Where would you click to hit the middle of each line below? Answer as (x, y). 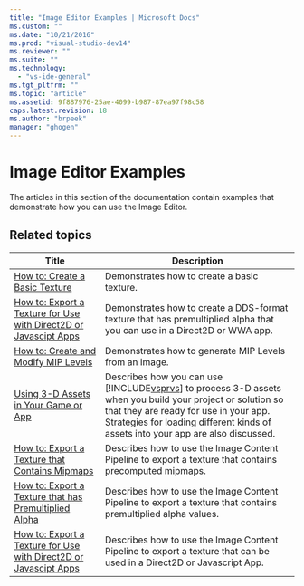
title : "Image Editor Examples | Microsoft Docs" (105, 18)
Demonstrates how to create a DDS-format (196, 307)
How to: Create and (55, 351)
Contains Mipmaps (54, 470)
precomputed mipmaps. (155, 470)
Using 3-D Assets (52, 393)
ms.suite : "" (34, 60)
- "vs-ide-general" (54, 77)
